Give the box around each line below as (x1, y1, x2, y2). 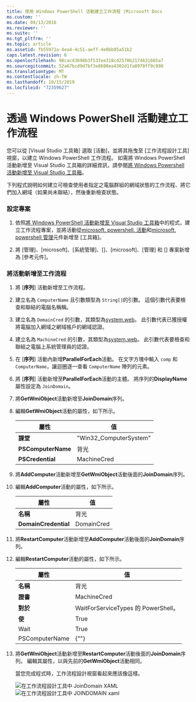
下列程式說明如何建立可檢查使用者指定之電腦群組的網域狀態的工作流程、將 (6, 181, 185, 188)
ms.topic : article (6, 42, 51, 47)
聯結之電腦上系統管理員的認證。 (15, 343, 92, 350)
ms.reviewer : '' (6, 25, 46, 31)
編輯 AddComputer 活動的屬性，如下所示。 (15, 484, 117, 491)
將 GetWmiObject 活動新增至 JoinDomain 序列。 (15, 395, 128, 402)
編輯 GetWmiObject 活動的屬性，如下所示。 (15, 407, 118, 415)
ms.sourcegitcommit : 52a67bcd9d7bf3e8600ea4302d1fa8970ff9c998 (6, 63, 164, 69)
